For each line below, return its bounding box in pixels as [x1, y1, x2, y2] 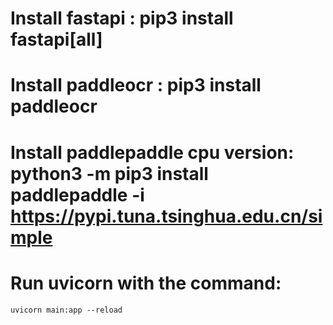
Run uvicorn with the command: [10, 272, 282, 294]
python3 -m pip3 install [10, 162, 209, 185]
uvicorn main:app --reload [10, 305, 123, 315]
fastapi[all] [10, 28, 103, 51]
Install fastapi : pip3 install [10, 7, 234, 30]
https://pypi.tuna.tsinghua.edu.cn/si [10, 205, 323, 227]
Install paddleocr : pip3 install [10, 74, 262, 97]
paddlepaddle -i [10, 183, 145, 206]
